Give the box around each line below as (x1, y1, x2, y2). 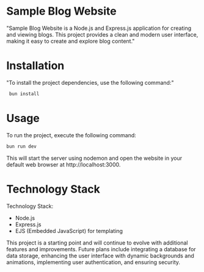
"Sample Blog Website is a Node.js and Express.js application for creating (6, 24, 192, 32)
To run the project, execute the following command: (6, 131, 136, 138)
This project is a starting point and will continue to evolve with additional (6, 239, 188, 246)
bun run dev (6, 143, 37, 149)
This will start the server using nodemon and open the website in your (6, 154, 182, 162)
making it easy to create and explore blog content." (6, 37, 135, 45)
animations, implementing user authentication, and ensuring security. (6, 258, 181, 266)
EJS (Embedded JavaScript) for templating (15, 227, 123, 234)
